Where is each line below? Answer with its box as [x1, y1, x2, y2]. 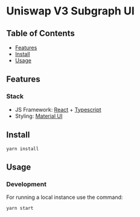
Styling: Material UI [14, 112, 63, 120]
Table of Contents [6, 28, 75, 38]
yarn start [6, 206, 34, 212]
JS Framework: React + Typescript [14, 106, 101, 113]
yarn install [6, 145, 39, 151]
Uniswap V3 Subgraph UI [6, 4, 135, 18]
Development [6, 180, 47, 188]
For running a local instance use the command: [6, 194, 123, 201]
